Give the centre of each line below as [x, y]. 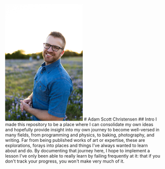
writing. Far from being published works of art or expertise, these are [75, 140]
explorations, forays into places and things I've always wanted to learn [77, 146]
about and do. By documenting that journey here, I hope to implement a [78, 151]
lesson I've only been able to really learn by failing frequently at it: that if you [83, 156]
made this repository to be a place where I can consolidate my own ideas [79, 125]
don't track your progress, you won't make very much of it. [65, 161]
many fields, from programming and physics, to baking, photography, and [80, 135]
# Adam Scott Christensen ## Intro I [120, 119]
